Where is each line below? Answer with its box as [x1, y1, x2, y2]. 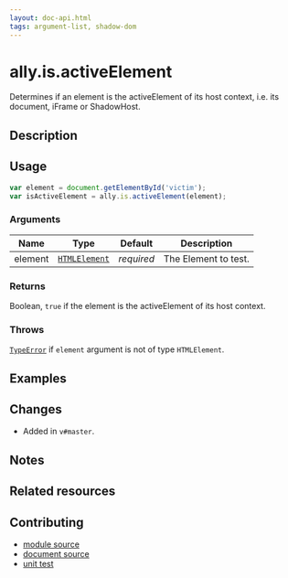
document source [22, 549, 90, 560]
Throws [9, 323, 45, 336]
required [118, 252, 155, 265]
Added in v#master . [22, 426, 95, 437]
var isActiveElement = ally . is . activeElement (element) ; [9, 191, 227, 201]
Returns [9, 280, 46, 293]
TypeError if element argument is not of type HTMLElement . [9, 344, 225, 355]
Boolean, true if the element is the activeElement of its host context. [9, 300, 266, 311]
